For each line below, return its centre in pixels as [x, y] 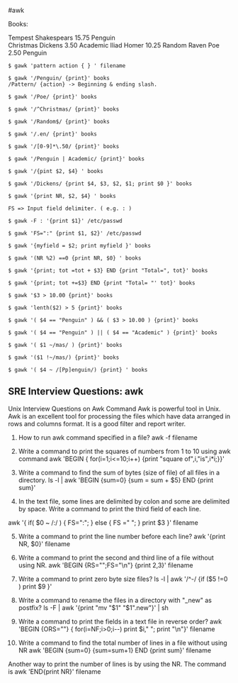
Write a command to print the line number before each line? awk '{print [122, 536]
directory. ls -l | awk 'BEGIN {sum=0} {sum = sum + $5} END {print [116, 480]
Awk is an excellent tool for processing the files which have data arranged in [119, 416]
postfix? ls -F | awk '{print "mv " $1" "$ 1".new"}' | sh [93, 607]
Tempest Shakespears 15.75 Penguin [62, 38]
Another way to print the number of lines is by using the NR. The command [117, 664]
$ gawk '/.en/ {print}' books [53, 134]
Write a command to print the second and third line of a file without [116, 557]
